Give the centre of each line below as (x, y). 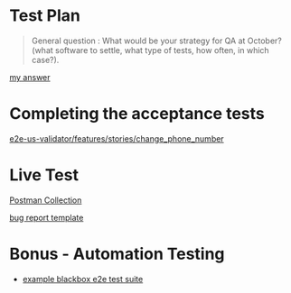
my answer (30, 77)
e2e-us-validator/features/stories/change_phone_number (117, 138)
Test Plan (45, 16)
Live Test (44, 175)
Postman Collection (46, 200)
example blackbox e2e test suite (83, 279)
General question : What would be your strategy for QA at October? (156, 41)
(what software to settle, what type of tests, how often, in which (150, 50)
